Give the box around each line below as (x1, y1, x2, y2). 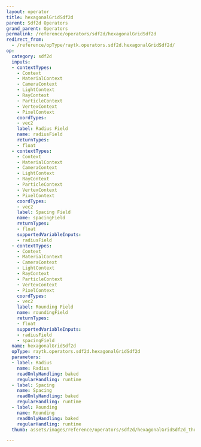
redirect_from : (6, 37, 44, 43)
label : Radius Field (17, 126, 68, 132)
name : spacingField (17, 215, 66, 221)
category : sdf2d (11, 53, 52, 59)
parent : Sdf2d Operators (6, 20, 68, 26)
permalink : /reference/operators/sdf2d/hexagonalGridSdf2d (6, 31, 157, 37)
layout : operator (6, 8, 50, 15)
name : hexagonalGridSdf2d (11, 343, 77, 349)
